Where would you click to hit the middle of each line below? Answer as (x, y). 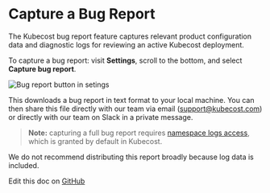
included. (24, 165)
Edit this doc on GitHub (47, 181)
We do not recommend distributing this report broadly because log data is (131, 157)
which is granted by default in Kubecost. (95, 141)
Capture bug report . (42, 68)
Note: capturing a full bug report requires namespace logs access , (139, 133)
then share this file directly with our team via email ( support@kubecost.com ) (135, 109)
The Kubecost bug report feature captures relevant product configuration (130, 36)
